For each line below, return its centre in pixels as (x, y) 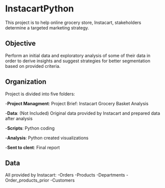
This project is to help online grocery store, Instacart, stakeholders (73, 22)
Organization (26, 82)
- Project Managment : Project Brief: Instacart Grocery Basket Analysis (77, 103)
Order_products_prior (27, 181)
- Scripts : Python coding (30, 128)
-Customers (63, 181)
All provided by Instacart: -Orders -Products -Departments (65, 175)
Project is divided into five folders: (40, 94)
